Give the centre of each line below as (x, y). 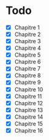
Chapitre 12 (29, 103)
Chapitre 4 (28, 48)
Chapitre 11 (28, 96)
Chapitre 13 (29, 110)
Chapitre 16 (29, 130)
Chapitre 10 (29, 89)
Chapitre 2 (28, 34)
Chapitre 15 (28, 124)
